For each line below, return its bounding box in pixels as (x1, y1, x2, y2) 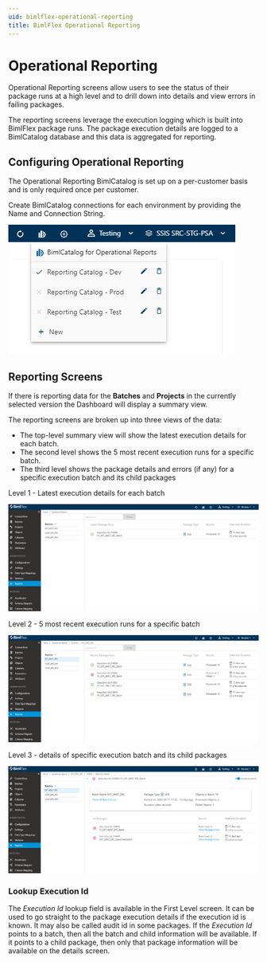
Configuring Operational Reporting (8, 155, 184, 169)
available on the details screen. (8, 946, 110, 956)
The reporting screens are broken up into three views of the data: (8, 415, 222, 425)
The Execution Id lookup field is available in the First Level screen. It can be (8, 904, 255, 913)
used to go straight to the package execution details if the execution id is (8, 913, 246, 922)
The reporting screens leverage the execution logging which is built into (8, 116, 244, 125)
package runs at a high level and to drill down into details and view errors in (8, 92, 256, 101)
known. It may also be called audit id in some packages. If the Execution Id (8, 921, 253, 930)
